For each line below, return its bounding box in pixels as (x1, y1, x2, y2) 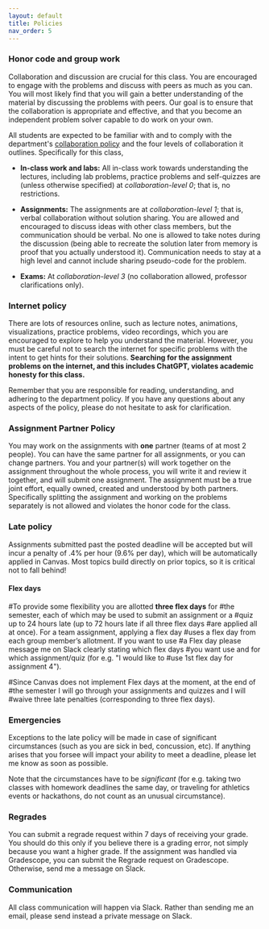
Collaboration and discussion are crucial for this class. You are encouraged (8, 72, 258, 81)
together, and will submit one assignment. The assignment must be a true (8, 475, 252, 485)
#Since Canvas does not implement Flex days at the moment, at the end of (8, 677, 256, 686)
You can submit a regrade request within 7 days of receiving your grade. (8, 830, 249, 839)
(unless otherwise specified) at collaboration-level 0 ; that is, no (19, 180, 231, 190)
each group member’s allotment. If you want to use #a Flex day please (8, 635, 242, 645)
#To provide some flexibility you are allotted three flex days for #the (8, 602, 235, 611)
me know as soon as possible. (8, 759, 109, 769)
